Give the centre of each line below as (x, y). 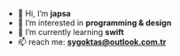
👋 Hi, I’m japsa (44, 14)
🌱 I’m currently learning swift (70, 32)
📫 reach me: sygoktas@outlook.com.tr (92, 42)
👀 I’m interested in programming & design (94, 23)
